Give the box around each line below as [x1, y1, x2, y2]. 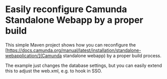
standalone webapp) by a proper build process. [63, 52, 161, 59]
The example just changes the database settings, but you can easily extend [5, 62, 162, 68]
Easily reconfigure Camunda [5, 4, 127, 15]
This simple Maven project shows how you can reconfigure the [5, 42, 136, 48]
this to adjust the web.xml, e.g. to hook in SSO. [5, 67, 102, 74]
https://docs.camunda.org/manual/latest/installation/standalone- [7, 47, 141, 53]
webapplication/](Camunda [5, 52, 62, 59]
